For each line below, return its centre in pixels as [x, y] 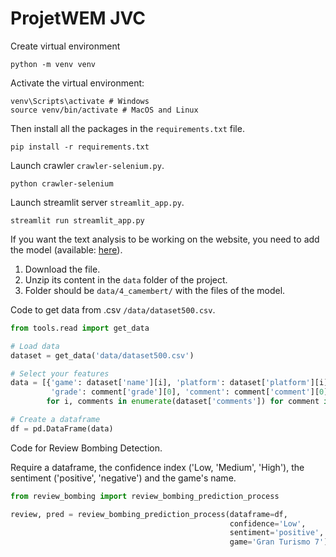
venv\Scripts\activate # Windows [80, 101]
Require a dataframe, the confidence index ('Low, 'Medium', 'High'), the [157, 467]
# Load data [35, 346]
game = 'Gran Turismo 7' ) [279, 542]
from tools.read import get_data [80, 328]
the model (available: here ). [66, 249]
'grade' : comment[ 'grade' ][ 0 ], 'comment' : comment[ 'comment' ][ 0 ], [191, 392]
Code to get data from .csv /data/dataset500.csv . [113, 309]
